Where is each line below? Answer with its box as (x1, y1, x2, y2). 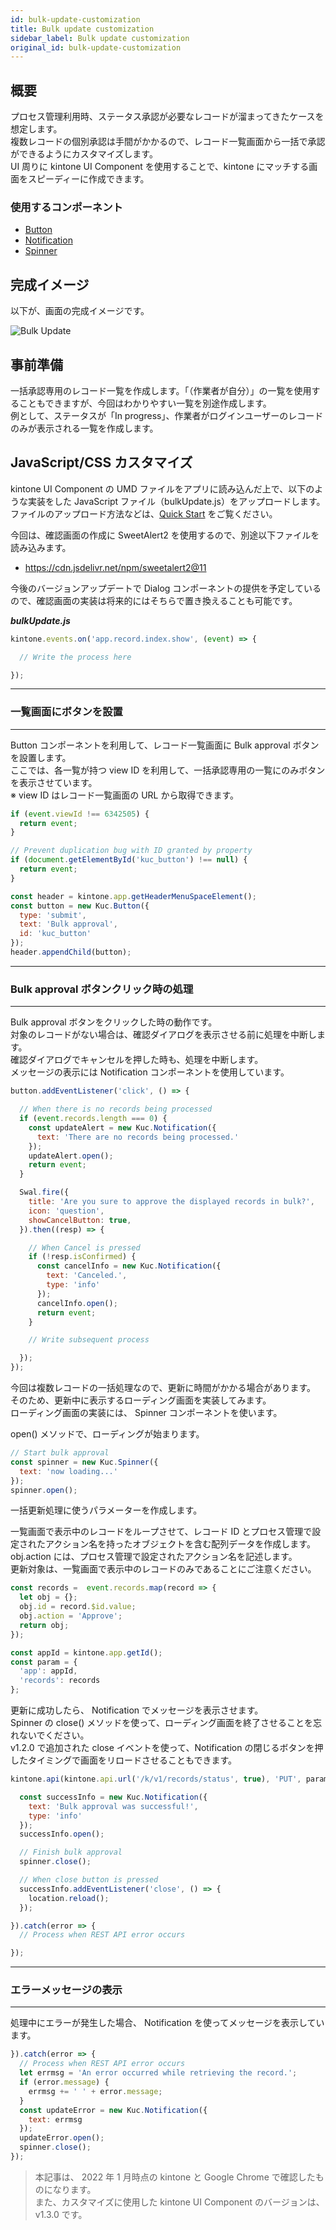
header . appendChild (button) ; (10, 947, 132, 958)
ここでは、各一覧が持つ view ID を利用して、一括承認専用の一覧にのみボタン (10, 764, 326, 776)
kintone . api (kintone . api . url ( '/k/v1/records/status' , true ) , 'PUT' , (10, 1774, 302, 1785)
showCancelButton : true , (28, 1215, 132, 1225)
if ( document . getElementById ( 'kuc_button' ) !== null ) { (10, 855, 248, 865)
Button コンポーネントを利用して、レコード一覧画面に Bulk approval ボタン (10, 739, 320, 751)
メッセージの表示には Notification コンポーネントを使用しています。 (10, 1066, 290, 1078)
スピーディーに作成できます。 (27, 173, 150, 185)
